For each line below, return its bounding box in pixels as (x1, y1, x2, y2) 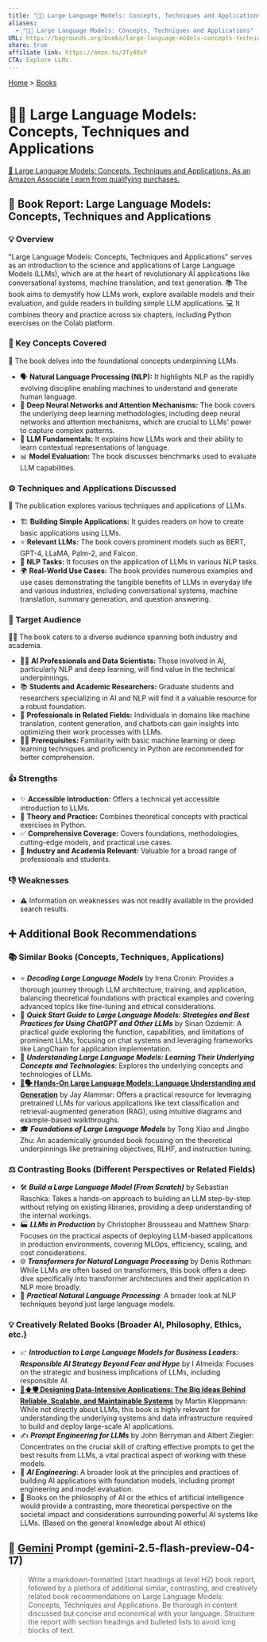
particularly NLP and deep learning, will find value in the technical (19, 665, 235, 674)
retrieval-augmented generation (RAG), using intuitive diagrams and (19, 1106, 242, 1116)
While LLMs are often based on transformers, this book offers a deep (19, 1265, 246, 1274)
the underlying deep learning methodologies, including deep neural (19, 408, 241, 418)
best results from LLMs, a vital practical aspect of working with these (19, 1450, 246, 1461)
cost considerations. (19, 1247, 87, 1258)
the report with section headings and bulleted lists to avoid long (27, 1617, 236, 1627)
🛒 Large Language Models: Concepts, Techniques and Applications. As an (8, 166, 251, 175)
